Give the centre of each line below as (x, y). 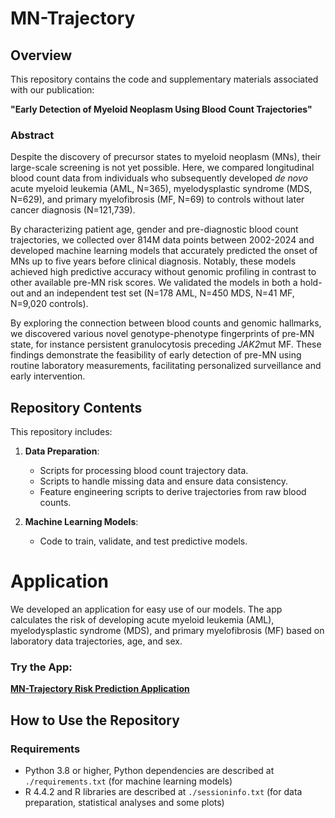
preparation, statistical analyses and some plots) (124, 803)
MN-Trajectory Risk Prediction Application (100, 689)
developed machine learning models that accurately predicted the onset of (164, 251)
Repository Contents (76, 407)
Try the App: (41, 667)
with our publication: (52, 90)
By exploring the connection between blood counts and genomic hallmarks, (166, 323)
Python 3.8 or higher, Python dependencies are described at (149, 771)
